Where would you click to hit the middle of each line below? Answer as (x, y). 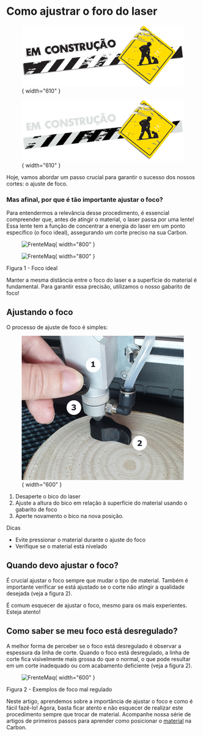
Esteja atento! (24, 611)
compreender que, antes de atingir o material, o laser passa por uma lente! (100, 219)
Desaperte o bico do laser (48, 497)
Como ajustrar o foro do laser (82, 11)
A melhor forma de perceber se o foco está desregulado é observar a (94, 646)
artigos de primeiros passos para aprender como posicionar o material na (99, 721)
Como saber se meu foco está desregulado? (92, 631)
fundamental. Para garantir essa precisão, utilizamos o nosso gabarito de (98, 286)
